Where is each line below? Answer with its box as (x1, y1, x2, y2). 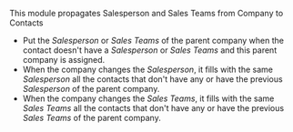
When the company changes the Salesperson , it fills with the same (22, 64, 273, 75)
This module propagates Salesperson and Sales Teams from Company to (9, 8, 284, 18)
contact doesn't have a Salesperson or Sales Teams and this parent (22, 45, 278, 56)
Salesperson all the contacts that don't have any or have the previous (22, 74, 284, 85)
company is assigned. (22, 55, 106, 65)
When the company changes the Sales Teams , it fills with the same (22, 93, 275, 104)
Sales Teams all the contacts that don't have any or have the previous (22, 103, 285, 113)
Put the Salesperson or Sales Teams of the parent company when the (22, 36, 285, 46)
